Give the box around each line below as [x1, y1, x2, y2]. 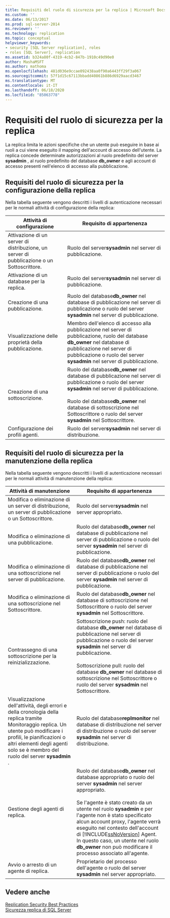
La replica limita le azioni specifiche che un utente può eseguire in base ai [5, 142, 159, 148]
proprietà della [8, 339, 42, 346]
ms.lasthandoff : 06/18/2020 [5, 87, 65, 93]
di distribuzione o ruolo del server [76, 727, 157, 734]
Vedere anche [5, 888, 51, 897]
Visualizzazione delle [8, 333, 58, 340]
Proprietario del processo [76, 858, 137, 865]
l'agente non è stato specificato [76, 811, 152, 819]
